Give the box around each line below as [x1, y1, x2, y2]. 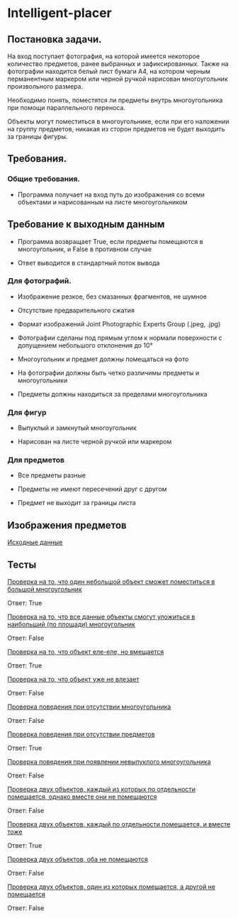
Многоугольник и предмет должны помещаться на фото [17, 355, 189, 363]
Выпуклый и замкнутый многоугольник [17, 424, 137, 432]
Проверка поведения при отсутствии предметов [7, 730, 155, 739]
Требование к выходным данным [7, 219, 165, 231]
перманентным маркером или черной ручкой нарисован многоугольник [7, 74, 228, 83]
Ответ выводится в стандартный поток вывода [17, 258, 160, 267]
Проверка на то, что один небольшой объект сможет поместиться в [7, 577, 215, 586]
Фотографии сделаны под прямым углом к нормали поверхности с [17, 333, 222, 342]
